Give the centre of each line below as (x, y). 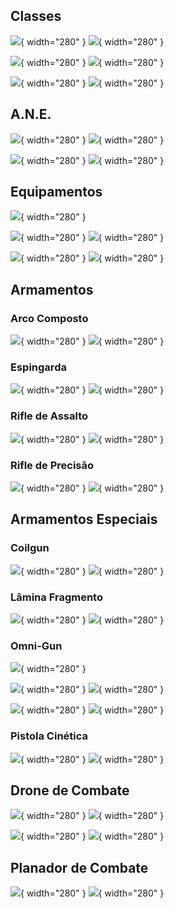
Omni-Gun (36, 646)
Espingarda (38, 367)
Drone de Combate (70, 790)
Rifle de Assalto (49, 416)
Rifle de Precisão (52, 465)
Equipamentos (56, 192)
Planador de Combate (79, 867)
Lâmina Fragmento (56, 597)
